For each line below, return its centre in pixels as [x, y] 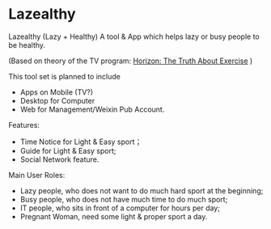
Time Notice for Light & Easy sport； [81, 142]
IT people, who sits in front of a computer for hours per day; [120, 208]
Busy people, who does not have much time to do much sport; [124, 199]
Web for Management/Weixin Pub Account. [92, 109]
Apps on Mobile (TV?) [57, 92]
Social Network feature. [59, 159]
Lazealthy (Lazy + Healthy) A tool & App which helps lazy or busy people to [134, 36]
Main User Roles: [37, 175]
